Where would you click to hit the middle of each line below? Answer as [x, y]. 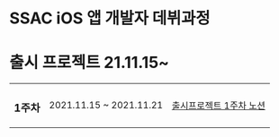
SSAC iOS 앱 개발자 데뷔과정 [110, 18]
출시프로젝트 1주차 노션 [218, 106]
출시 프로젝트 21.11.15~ [89, 63]
